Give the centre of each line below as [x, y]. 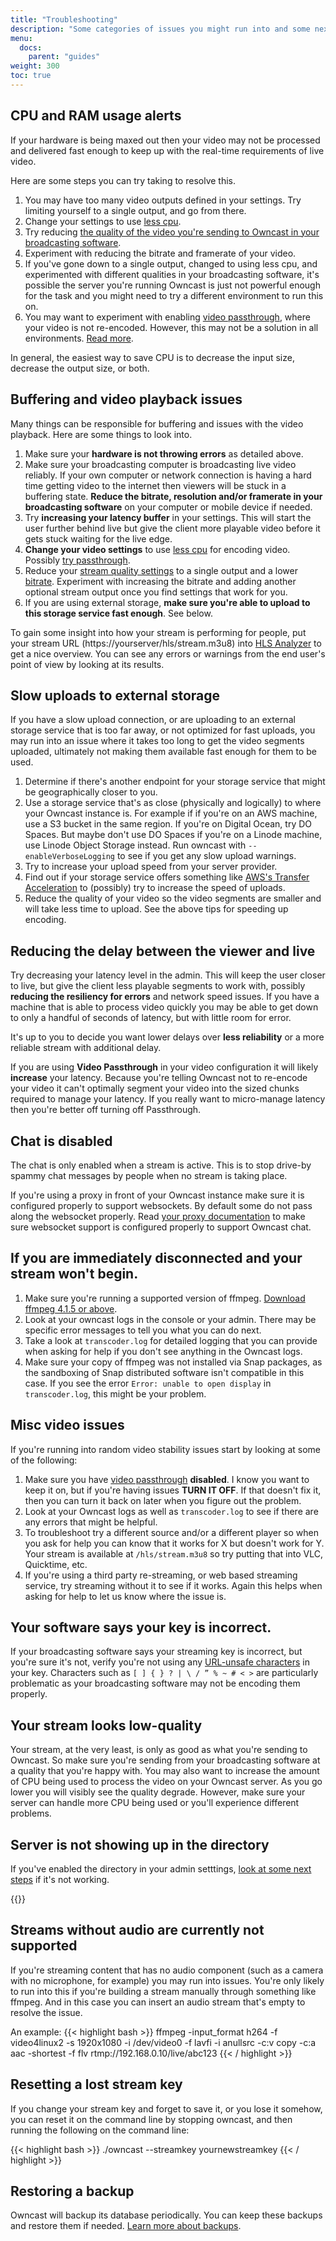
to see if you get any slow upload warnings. [206, 856]
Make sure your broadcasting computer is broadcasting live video [160, 464]
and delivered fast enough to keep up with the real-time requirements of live [167, 150]
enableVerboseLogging [69, 857]
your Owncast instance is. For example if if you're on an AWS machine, [171, 813]
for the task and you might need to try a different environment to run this [174, 295]
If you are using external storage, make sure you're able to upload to [167, 602]
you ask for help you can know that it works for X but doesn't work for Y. [174, 1543]
